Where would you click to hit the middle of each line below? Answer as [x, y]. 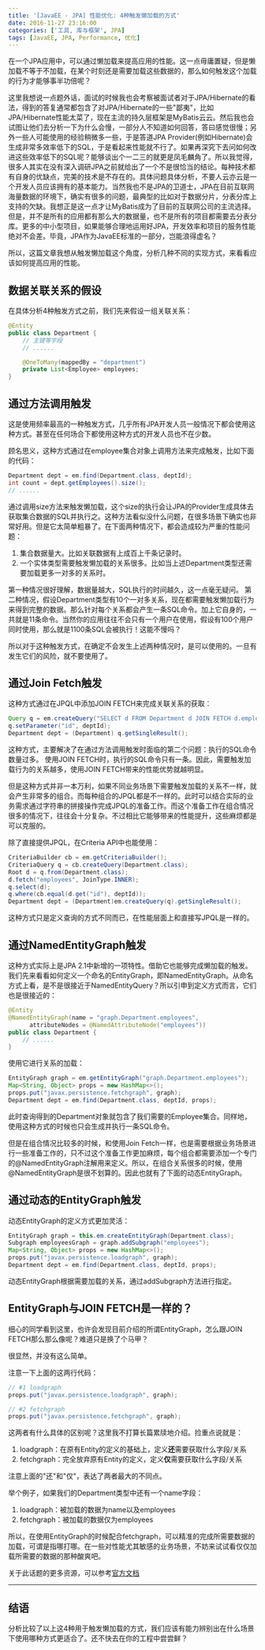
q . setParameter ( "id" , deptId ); [60, 726]
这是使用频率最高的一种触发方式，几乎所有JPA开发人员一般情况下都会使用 [129, 424]
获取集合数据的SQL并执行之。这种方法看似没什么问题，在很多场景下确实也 [129, 516]
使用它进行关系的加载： [46, 1063]
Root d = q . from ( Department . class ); [68, 872]
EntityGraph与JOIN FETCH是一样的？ [101, 1309]
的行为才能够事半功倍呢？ [50, 81]
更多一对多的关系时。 [75, 573]
